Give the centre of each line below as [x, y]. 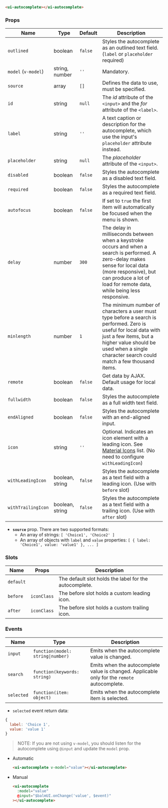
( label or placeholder [127, 54]
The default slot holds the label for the [103, 579]
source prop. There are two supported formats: [60, 529]
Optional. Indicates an [128, 432]
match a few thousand [128, 361]
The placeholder [121, 158]
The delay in [117, 228]
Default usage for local [129, 382]
